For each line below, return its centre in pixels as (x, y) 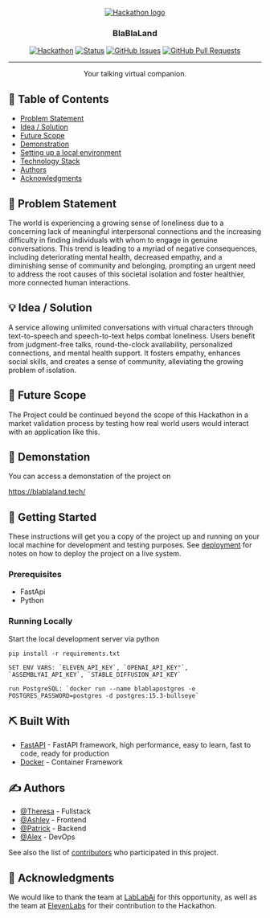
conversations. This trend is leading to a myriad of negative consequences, (133, 248)
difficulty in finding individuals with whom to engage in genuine (113, 240)
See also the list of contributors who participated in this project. (114, 853)
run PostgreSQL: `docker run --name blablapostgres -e (102, 688)
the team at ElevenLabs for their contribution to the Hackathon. (112, 906)
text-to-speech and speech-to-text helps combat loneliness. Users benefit (132, 336)
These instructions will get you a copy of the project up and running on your (134, 537)
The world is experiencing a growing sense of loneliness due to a (116, 223)
